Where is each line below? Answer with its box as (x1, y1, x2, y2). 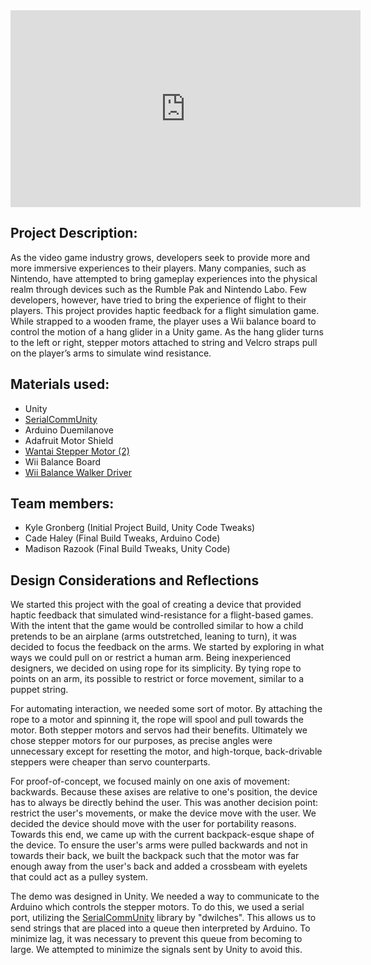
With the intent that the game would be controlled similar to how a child (10, 620, 304, 632)
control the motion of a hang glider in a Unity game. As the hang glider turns (10, 325, 324, 338)
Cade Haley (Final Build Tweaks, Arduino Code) (24, 532, 221, 544)
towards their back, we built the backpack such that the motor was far (10, 850, 300, 862)
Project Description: (10, 225, 138, 242)
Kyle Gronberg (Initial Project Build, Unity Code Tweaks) (24, 522, 256, 534)
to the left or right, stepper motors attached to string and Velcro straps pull (10, 336, 318, 348)
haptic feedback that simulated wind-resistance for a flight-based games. (10, 609, 314, 621)
